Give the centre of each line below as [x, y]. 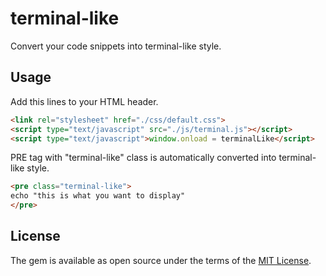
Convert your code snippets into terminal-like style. [116, 46]
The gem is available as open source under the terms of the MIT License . [161, 260]
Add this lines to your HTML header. [84, 101]
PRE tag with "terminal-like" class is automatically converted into [143, 158]
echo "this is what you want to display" [98, 196]
